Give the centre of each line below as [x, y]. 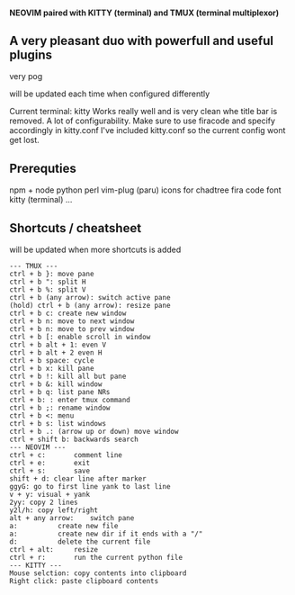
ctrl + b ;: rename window [60, 408]
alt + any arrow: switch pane [72, 518]
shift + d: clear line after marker [78, 479]
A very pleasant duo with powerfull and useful [142, 41]
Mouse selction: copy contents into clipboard [98, 573]
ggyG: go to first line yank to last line [90, 487]
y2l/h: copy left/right [54, 510]
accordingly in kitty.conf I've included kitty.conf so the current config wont [147, 131]
